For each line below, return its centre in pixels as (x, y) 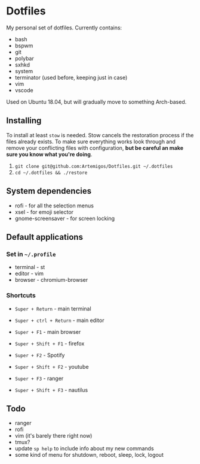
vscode (24, 90)
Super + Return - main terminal (53, 308)
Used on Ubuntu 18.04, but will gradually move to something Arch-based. (96, 102)
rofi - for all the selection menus (54, 206)
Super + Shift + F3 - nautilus (51, 390)
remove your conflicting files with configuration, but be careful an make (95, 147)
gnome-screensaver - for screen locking (65, 218)
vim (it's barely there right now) (53, 436)
